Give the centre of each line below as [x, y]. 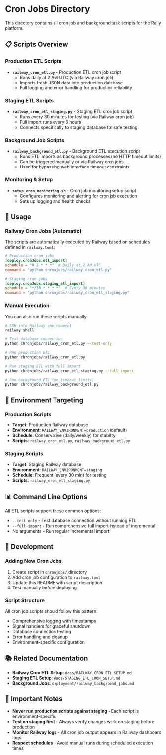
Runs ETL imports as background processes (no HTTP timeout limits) [90, 156]
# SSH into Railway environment [38, 326]
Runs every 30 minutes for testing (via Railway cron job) [77, 117]
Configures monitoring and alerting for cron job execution [79, 196]
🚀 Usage [18, 216]
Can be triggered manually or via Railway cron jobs [72, 162]
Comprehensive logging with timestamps [54, 621]
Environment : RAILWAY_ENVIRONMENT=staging [57, 470]
